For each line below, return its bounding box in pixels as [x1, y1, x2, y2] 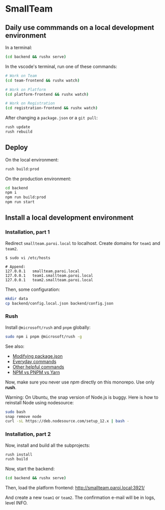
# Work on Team [5, 73, 37, 78]
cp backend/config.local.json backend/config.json [5, 301, 114, 306]
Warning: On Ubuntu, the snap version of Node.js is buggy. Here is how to [5, 394, 158, 400]
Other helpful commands [12, 364, 64, 370]
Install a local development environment [5, 214, 134, 222]
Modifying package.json [12, 353, 63, 359]
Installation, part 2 [5, 431, 51, 438]
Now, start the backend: [5, 466, 55, 472]
